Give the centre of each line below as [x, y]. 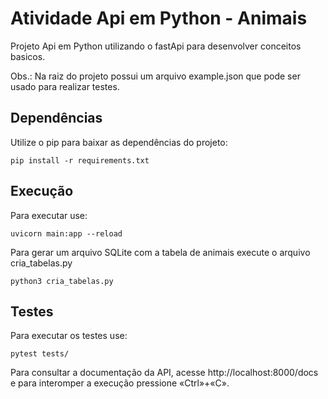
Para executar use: [49, 215]
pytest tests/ [40, 354]
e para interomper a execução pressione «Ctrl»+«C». [120, 383]
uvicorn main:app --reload [66, 233]
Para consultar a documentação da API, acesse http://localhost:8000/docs [164, 373]
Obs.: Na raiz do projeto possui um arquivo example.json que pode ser [155, 76]
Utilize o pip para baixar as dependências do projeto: [119, 142]
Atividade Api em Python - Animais [159, 18]
